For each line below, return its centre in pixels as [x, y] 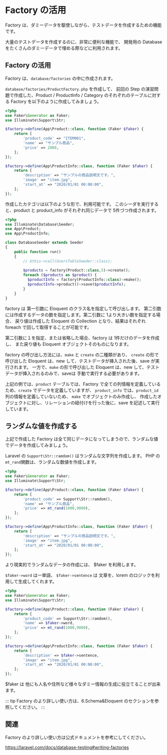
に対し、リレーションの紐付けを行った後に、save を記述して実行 [93, 403]
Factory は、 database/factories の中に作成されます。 [60, 78]
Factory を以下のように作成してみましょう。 [56, 101]
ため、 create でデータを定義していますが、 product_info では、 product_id [82, 390]
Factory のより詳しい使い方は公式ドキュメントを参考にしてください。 [77, 737]
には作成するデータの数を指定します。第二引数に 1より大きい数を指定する [81, 314]
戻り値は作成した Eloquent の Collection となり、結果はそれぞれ [80, 321]
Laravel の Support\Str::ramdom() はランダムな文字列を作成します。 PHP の [83, 456]
